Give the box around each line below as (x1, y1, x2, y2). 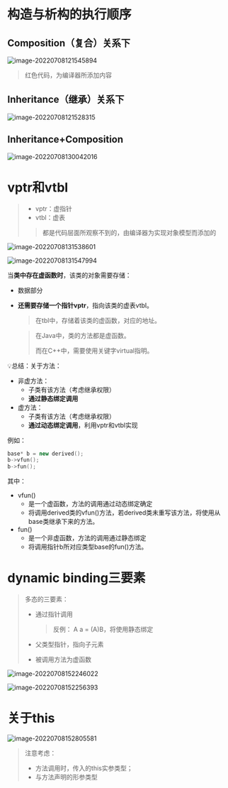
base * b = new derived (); (7, 450, 84, 457)
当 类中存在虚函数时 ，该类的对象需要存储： (7, 270, 132, 279)
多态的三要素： (24, 595, 69, 603)
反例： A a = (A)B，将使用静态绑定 (52, 625, 154, 634)
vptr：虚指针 (35, 204, 72, 213)
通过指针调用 (35, 610, 73, 618)
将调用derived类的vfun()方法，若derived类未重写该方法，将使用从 (28, 508, 221, 517)
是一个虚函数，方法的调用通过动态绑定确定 (28, 500, 153, 508)
